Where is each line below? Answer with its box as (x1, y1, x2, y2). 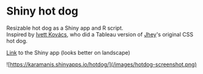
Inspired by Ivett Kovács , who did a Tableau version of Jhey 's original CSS (6, 30, 194, 38)
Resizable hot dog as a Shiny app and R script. (6, 24, 124, 32)
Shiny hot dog (6, 4, 78, 18)
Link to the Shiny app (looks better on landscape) (6, 49, 130, 56)
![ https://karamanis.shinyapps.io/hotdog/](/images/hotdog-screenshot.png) (6, 61, 197, 68)
